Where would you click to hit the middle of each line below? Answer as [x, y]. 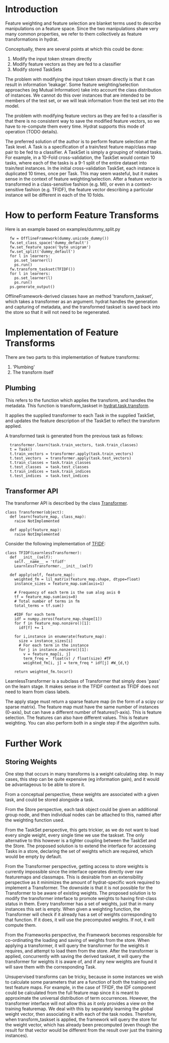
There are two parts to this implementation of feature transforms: [72, 357]
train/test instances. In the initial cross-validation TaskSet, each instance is [82, 168]
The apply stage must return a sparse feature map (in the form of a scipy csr [84, 702]
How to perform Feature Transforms [82, 215]
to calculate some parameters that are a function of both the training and [80, 982]
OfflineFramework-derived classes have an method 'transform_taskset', [79, 296]
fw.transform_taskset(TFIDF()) [43, 269]
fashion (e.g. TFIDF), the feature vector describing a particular [89, 189]
